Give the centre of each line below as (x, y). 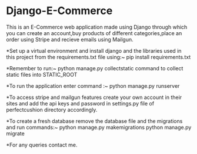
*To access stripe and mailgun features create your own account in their (94, 97)
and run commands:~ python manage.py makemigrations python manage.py (99, 127)
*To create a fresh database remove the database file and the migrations (94, 121)
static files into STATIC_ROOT (42, 74)
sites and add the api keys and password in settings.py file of (80, 103)
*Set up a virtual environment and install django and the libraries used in (94, 50)
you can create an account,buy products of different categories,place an (94, 33)
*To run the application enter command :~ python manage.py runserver (93, 85)
